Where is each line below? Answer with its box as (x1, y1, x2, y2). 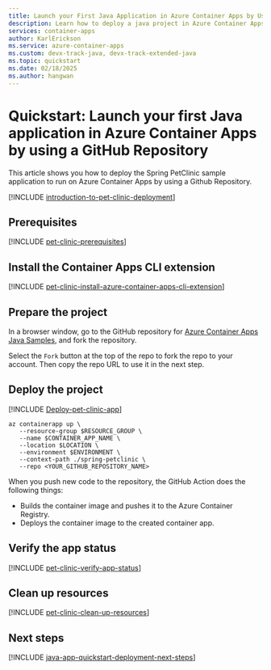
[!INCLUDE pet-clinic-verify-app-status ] (8, 563, 142, 572)
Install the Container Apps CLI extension (8, 260, 215, 274)
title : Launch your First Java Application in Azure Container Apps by (8, 11, 254, 20)
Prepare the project (8, 305, 108, 319)
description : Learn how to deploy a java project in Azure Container (8, 19, 248, 27)
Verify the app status (8, 541, 117, 555)
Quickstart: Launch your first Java (8, 107, 244, 125)
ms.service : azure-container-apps (8, 42, 125, 50)
